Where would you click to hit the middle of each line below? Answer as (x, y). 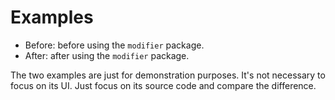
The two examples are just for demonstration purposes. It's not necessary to (168, 75)
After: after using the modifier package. (107, 55)
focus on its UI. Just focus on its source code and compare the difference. (163, 85)
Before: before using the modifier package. (114, 45)
